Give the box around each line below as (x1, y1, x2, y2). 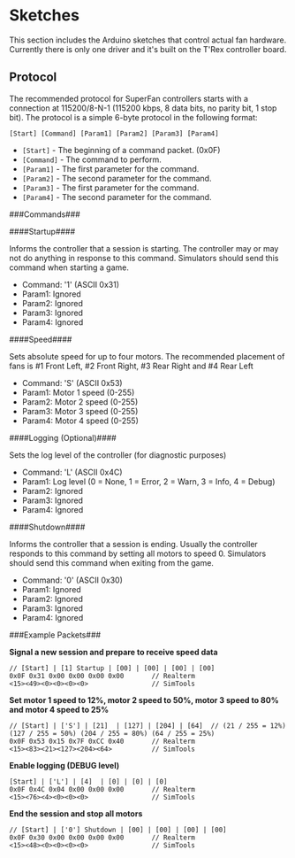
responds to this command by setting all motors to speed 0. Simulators (9, 548, 267, 559)
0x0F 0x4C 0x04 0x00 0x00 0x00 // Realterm (9, 785, 196, 793)
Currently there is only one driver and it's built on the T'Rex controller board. (9, 43, 287, 54)
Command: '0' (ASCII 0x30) (21, 575, 124, 585)
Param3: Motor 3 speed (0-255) (21, 406, 139, 416)
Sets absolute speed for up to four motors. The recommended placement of (9, 351, 285, 361)
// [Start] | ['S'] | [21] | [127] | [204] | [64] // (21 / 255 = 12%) (9, 721, 287, 730)
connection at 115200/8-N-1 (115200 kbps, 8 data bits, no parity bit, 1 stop (9, 103, 277, 113)
